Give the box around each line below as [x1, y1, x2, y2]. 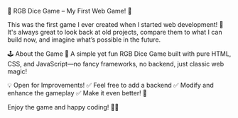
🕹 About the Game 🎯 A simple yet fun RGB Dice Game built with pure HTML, [7, 49, 232, 58]
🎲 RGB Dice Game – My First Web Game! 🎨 [7, 7, 132, 15]
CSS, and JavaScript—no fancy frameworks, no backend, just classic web [7, 60, 225, 68]
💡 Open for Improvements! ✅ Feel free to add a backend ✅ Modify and [7, 81, 215, 89]
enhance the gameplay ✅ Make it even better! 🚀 [7, 89, 148, 97]
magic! [7, 67, 28, 76]
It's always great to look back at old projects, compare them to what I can [7, 28, 222, 36]
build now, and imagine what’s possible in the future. [7, 35, 161, 44]
